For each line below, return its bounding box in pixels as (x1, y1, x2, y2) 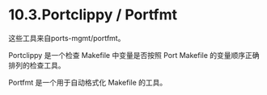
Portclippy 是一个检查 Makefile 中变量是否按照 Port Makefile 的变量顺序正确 (8, 50, 260, 60)
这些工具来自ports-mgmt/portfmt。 (8, 33, 125, 43)
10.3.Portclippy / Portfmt (8, 6, 178, 24)
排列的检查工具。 (8, 60, 66, 70)
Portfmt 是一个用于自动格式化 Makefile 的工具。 (8, 77, 167, 87)
